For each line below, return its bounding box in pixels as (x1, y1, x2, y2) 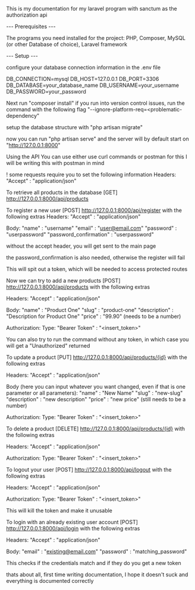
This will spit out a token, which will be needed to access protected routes (6, 266, 188, 273)
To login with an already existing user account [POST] (6, 519, 139, 526)
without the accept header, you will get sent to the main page (6, 242, 156, 249)
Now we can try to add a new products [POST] (6, 277, 121, 284)
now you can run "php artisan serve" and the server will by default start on (6, 135, 189, 142)
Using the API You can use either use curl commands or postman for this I (6, 153, 187, 160)
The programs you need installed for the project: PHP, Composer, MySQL (6, 35, 186, 41)
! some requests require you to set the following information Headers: (6, 171, 177, 178)
